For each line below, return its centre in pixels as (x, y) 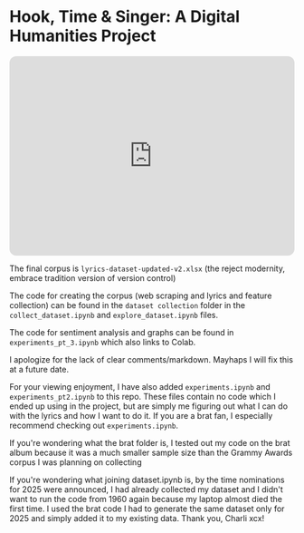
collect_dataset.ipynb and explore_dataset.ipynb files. (114, 315)
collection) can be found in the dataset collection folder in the (128, 305)
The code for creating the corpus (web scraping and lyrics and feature (141, 296)
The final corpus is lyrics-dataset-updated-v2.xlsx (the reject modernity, (147, 268)
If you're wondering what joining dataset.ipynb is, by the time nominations (147, 480)
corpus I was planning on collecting (76, 462)
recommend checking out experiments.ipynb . (94, 425)
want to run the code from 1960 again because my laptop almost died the (146, 499)
